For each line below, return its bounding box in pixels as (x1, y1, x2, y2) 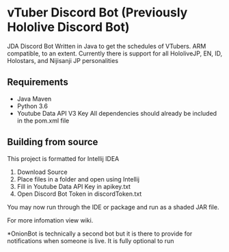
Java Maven (16, 94, 52, 103)
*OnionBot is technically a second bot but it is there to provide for (7, 229, 193, 238)
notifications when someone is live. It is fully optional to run (7, 236, 174, 244)
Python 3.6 (16, 101, 48, 110)
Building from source (7, 136, 98, 148)
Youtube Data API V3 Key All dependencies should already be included (16, 109, 217, 117)
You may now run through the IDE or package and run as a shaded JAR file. (7, 203, 219, 211)
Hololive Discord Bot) (7, 19, 130, 35)
